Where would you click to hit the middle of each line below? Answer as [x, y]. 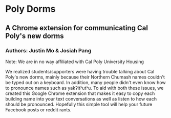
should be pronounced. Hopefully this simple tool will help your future [79, 104]
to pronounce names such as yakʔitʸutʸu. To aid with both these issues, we [84, 88]
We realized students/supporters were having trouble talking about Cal [80, 71]
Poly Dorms [30, 9]
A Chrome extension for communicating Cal [77, 28]
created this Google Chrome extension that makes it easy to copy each [80, 93]
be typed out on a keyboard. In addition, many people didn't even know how [85, 82]
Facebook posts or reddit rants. [38, 110]
